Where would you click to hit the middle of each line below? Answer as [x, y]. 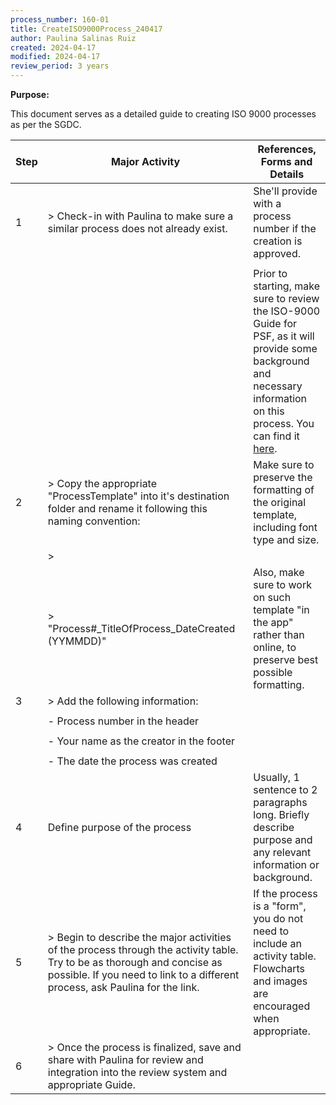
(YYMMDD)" [77, 641]
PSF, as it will [284, 336]
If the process [285, 893]
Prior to [270, 273]
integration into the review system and [137, 1072]
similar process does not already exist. [137, 228]
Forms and [286, 161]
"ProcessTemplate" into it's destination [138, 496]
